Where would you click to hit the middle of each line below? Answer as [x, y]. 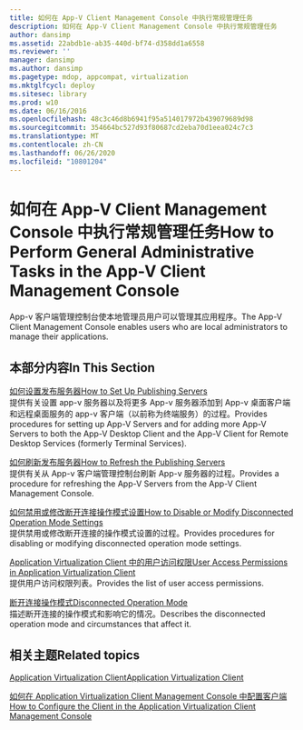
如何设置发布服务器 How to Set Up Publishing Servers [108, 391]
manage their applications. [59, 336]
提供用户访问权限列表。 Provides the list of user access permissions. [137, 584]
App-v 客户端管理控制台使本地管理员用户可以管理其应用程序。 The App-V [146, 317]
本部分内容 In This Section [83, 368]
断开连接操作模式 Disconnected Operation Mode [99, 603]
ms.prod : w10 [34, 102]
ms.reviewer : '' [40, 52]
